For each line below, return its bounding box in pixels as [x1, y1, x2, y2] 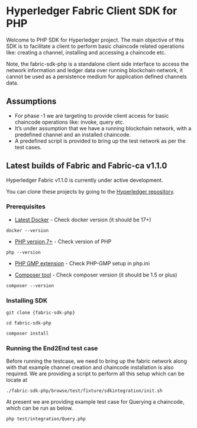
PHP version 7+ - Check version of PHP [14, 238, 112, 245]
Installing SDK [6, 296, 48, 304]
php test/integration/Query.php [6, 416, 86, 422]
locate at [6, 376, 28, 384]
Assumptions [6, 96, 57, 107]
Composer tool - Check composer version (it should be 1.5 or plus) [14, 271, 177, 278]
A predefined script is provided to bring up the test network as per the [14, 137, 186, 144]
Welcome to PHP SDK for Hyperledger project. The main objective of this [6, 36, 185, 43]
